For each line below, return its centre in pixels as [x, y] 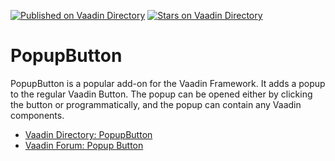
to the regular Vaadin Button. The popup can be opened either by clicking [161, 94]
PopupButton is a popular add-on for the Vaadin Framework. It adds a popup [168, 83]
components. [37, 115]
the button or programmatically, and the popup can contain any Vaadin [156, 104]
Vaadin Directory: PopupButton [88, 134]
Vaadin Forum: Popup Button [84, 145]
